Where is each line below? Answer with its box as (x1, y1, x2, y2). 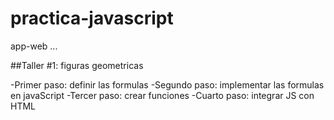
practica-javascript (10, 7, 174, 30)
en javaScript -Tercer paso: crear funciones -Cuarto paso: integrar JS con (10, 89, 315, 101)
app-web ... (10, 40, 58, 52)
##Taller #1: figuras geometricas (10, 59, 144, 71)
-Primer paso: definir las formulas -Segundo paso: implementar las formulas (10, 78, 325, 91)
